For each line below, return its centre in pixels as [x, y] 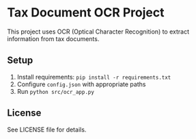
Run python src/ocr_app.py [55, 91]
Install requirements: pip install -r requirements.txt [94, 77]
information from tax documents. [53, 38]
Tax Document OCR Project [86, 13]
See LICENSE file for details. [47, 129]
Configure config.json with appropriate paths [81, 84]
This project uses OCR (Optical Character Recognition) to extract [98, 31]
